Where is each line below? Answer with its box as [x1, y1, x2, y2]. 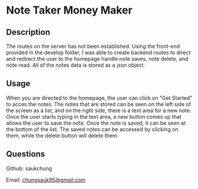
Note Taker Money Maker [6, 4, 133, 17]
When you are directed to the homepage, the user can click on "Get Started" [6, 94, 193, 101]
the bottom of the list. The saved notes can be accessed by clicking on [6, 125, 178, 133]
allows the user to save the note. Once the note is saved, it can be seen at [6, 119, 186, 126]
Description [6, 27, 50, 37]
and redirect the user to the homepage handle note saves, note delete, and [6, 56, 189, 62]
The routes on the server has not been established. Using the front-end [6, 43, 180, 50]
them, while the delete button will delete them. [6, 132, 119, 139]
